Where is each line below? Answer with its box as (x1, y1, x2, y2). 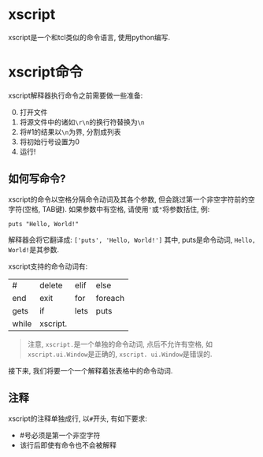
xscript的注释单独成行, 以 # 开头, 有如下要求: (8, 414, 148, 423)
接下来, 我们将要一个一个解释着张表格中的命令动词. (8, 366, 173, 375)
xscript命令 (8, 63, 83, 81)
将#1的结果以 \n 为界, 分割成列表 (19, 127, 121, 136)
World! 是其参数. (8, 244, 59, 254)
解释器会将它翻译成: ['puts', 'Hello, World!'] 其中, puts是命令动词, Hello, (8, 235, 256, 244)
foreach (95, 292, 124, 303)
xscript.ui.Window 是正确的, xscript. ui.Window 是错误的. (27, 349, 213, 359)
